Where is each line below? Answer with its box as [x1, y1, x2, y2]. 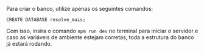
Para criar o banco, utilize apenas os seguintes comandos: [6, 5, 153, 12]
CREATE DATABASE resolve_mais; [6, 17, 86, 23]
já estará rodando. [6, 40, 52, 47]
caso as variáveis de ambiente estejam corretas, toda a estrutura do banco [6, 34, 194, 41]
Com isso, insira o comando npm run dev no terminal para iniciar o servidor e [6, 27, 199, 34]
